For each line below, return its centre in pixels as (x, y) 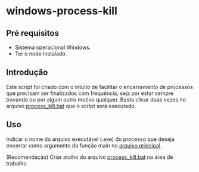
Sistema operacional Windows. (53, 47)
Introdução (27, 73)
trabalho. (17, 163)
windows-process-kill (62, 11)
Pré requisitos (33, 33)
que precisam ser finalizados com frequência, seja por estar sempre (90, 93)
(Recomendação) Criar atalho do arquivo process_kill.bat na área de (90, 157)
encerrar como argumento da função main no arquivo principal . (84, 145)
